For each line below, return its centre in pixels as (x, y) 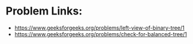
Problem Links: (44, 11)
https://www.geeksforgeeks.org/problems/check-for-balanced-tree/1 (100, 34)
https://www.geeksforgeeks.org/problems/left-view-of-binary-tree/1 (100, 28)
